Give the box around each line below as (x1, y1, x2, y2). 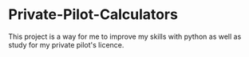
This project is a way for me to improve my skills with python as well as (8, 32, 242, 41)
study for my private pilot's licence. (8, 40, 125, 49)
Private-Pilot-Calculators (8, 6, 178, 24)
